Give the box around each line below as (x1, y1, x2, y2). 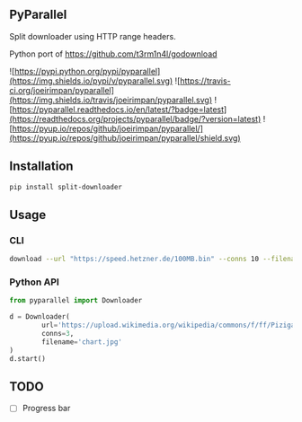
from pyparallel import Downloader (9, 296, 143, 305)
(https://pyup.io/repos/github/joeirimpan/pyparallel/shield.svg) (9, 132, 241, 143)
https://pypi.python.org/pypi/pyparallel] (14, 66, 161, 76)
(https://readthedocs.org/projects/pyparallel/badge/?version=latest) (9, 113, 262, 124)
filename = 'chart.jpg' (41, 337, 123, 347)
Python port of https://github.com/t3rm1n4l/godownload (9, 48, 218, 59)
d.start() (9, 354, 47, 363)
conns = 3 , (41, 329, 75, 338)
